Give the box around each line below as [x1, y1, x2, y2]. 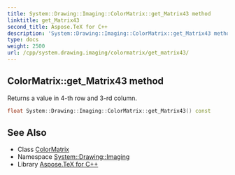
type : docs [7, 36, 39, 43]
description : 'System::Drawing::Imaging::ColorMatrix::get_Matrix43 [7, 29, 211, 37]
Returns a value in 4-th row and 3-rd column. [7, 94, 138, 102]
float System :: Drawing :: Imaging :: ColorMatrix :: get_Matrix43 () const [7, 107, 211, 114]
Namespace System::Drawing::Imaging [17, 153, 130, 161]
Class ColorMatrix [17, 145, 70, 154]
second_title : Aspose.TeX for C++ [7, 23, 108, 30]
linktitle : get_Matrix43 [7, 17, 80, 24]
